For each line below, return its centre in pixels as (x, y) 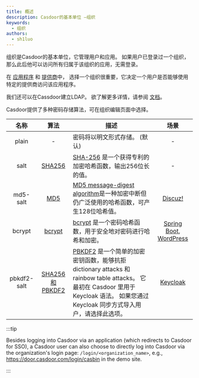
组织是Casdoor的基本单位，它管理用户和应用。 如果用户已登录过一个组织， (98, 57)
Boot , (173, 231)
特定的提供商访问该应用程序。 (42, 84)
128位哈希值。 (99, 211)
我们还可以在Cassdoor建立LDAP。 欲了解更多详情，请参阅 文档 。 (86, 97)
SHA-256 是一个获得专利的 (111, 157)
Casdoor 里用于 (114, 287)
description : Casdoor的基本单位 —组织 (51, 17)
